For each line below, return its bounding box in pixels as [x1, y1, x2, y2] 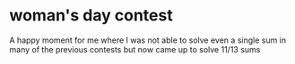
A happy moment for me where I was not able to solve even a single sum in [9, 35, 287, 45]
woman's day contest [9, 5, 173, 26]
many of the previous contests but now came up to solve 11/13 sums [9, 44, 261, 54]
